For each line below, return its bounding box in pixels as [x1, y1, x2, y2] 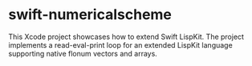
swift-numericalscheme [8, 6, 173, 24]
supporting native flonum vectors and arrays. [8, 49, 158, 58]
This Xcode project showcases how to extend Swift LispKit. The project [8, 32, 245, 41]
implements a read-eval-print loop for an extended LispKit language [8, 40, 233, 49]
